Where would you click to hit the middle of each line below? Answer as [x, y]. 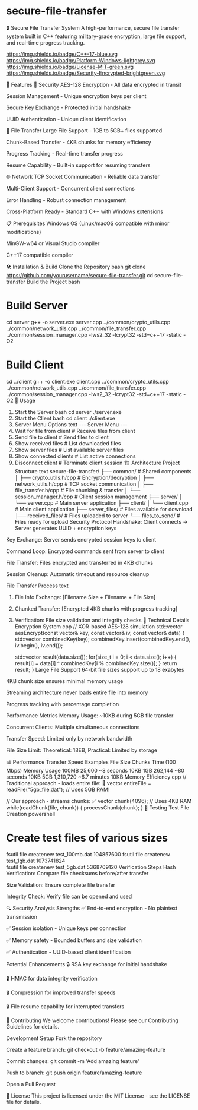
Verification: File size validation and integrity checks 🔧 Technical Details [102, 620]
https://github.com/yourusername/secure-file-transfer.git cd [80, 275]
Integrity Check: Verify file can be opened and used [69, 896]
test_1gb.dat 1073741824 [36, 861]
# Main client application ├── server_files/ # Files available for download [103, 509]
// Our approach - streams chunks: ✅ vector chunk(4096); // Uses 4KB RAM [99, 801]
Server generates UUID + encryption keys [66, 528]
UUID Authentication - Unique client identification [66, 119]
